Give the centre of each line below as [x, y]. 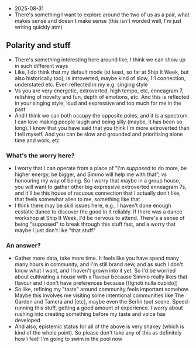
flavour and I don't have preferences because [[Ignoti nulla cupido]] [96, 283]
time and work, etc [37, 140]
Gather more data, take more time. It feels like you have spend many [97, 258]
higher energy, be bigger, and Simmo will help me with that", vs [91, 174]
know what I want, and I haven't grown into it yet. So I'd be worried [95, 271]
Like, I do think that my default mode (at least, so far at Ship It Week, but [102, 72]
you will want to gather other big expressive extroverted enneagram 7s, [100, 187]
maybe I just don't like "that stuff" [55, 230]
